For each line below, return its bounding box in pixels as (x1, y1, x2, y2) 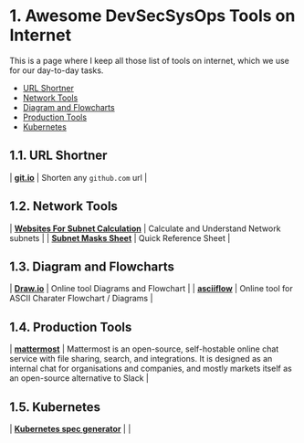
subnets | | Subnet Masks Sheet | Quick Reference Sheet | (9, 232, 231, 243)
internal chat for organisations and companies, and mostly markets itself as (9, 363, 292, 374)
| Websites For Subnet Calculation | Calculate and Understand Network (9, 223, 281, 234)
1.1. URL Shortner (9, 148, 108, 163)
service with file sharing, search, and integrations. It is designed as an (9, 353, 273, 364)
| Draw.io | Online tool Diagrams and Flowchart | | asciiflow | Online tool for (9, 283, 294, 294)
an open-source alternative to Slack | (9, 373, 149, 384)
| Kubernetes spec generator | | (9, 424, 131, 434)
